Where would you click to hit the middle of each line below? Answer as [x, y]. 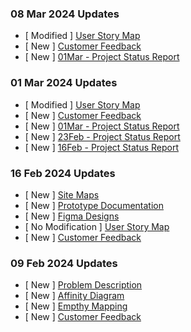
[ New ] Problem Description [83, 285]
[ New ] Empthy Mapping [76, 306]
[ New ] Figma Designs [72, 216]
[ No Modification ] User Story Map [97, 226]
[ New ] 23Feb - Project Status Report [102, 136]
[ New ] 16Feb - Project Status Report [102, 147]
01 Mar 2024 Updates [64, 83]
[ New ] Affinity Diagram [74, 296]
